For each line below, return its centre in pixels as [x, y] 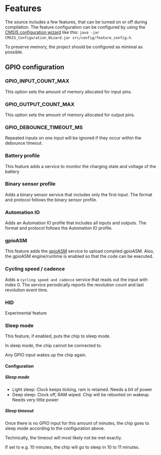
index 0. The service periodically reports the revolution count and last [74, 285]
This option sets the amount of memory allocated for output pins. [70, 115]
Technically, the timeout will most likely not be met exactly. [64, 438]
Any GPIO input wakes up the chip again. [46, 355]
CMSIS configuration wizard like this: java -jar [52, 32]
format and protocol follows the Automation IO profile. [59, 228]
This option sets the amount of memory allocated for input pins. [69, 92]
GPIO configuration [35, 67]
